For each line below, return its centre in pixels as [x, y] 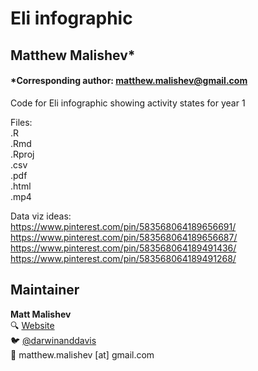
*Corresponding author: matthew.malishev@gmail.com [129, 81]
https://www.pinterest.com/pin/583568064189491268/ [123, 258]
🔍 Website [32, 325]
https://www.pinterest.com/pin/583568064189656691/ [123, 226]
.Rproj [22, 154]
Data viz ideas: [41, 216]
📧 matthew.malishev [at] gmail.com [82, 354]
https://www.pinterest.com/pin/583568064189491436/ [123, 248]
